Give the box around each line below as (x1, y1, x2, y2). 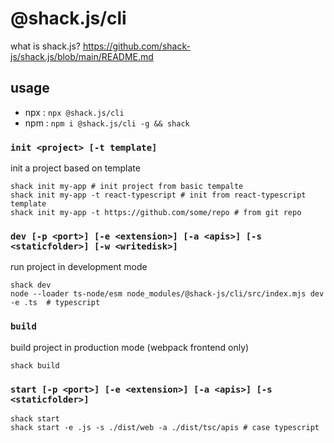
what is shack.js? (10, 40, 82, 52)
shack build (10, 360, 60, 371)
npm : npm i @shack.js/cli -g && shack (24, 117, 190, 129)
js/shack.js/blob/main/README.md (10, 50, 154, 62)
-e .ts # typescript (10, 298, 101, 308)
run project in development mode (10, 261, 148, 273)
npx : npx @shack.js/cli (24, 106, 125, 118)
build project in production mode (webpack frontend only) (10, 341, 250, 353)
